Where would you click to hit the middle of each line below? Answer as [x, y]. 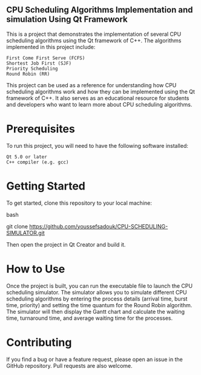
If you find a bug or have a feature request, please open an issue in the [94, 359]
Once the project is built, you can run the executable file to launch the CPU [99, 286]
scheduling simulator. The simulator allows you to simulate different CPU [97, 292]
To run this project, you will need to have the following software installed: [97, 145]
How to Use [36, 269]
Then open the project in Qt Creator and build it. [66, 244]
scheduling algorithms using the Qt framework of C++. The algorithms [94, 40]
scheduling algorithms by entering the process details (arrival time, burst [97, 299]
